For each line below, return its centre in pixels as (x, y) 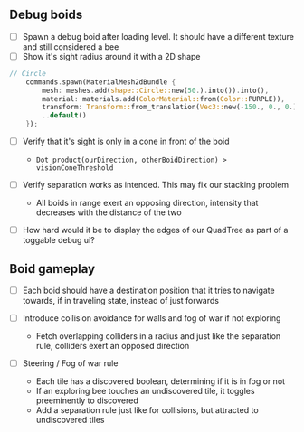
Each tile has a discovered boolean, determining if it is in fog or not (161, 381)
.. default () (65, 116)
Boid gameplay (52, 269)
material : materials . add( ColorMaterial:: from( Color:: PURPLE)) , (163, 99)
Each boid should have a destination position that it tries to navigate (148, 291)
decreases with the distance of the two (109, 212)
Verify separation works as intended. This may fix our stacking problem (156, 185)
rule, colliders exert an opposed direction (113, 346)
